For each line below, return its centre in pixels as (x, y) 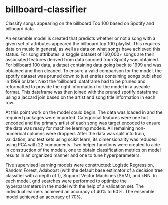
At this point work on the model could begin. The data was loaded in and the (84, 112)
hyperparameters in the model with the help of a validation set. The (75, 186)
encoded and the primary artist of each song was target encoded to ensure (83, 123)
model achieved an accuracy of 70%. (44, 197)
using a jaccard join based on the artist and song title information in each (80, 97)
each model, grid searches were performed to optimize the (66, 181)
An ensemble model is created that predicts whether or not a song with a (80, 38)
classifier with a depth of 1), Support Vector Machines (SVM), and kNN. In (81, 175)
